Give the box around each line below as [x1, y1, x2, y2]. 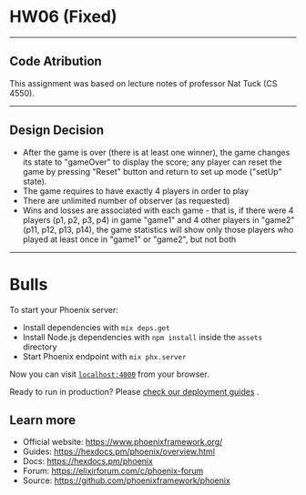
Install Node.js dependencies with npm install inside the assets [22, 331, 262, 342]
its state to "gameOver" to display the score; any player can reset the [22, 157, 282, 167]
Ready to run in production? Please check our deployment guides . [9, 386, 260, 397]
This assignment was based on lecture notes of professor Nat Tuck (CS [9, 77, 278, 88]
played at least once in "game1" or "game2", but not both [22, 234, 237, 245]
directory [22, 341, 57, 352]
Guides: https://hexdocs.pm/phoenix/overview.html [22, 446, 216, 457]
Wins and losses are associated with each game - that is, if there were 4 [22, 205, 294, 216]
